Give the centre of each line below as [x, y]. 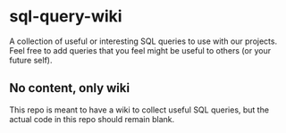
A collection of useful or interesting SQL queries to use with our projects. [143, 41]
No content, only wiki [70, 88]
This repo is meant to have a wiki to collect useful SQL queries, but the [139, 110]
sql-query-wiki [66, 17]
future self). [31, 60]
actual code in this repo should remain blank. [92, 119]
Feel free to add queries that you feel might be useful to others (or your [140, 50]
